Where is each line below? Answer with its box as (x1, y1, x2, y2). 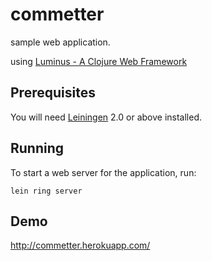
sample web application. (10, 36, 111, 48)
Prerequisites (10, 84, 96, 102)
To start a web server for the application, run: (10, 166, 197, 178)
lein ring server (10, 186, 83, 196)
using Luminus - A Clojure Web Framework (10, 55, 188, 67)
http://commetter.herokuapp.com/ (10, 239, 151, 252)
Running (10, 140, 65, 157)
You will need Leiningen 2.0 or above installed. (10, 111, 203, 123)
